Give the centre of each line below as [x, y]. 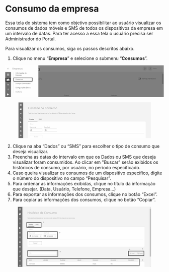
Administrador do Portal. [31, 39]
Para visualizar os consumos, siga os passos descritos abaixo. [70, 48]
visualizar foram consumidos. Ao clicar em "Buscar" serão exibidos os [85, 162]
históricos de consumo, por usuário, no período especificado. [76, 168]
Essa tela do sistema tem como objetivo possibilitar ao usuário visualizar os [83, 23]
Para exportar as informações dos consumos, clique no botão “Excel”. [85, 194]
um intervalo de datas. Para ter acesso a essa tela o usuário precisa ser [79, 33]
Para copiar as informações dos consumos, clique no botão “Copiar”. [84, 200]
